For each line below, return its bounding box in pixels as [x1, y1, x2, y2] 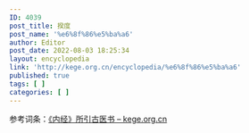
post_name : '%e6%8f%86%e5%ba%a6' [9, 29, 134, 38]
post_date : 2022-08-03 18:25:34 [9, 46, 129, 55]
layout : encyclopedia [9, 54, 90, 63]
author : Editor [9, 37, 66, 47]
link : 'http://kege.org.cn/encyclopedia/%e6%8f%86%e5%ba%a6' [9, 63, 242, 72]
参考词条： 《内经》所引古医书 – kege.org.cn [9, 113, 168, 124]
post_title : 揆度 [9, 21, 71, 30]
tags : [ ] [9, 79, 46, 88]
